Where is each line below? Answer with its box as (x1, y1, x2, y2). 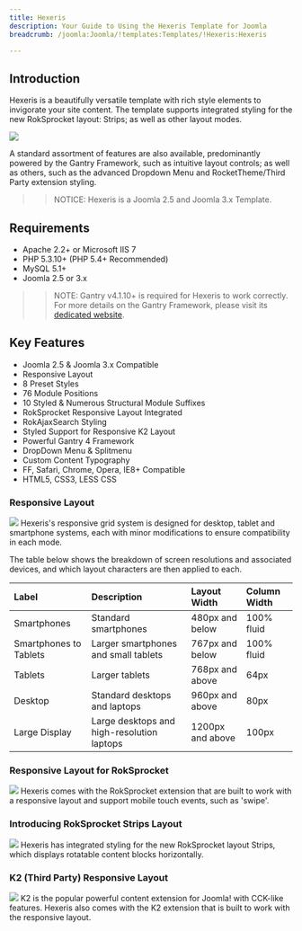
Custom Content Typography (22, 455, 130, 465)
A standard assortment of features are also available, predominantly (9, 148, 261, 159)
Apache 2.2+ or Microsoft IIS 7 (22, 244, 137, 254)
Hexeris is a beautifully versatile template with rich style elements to (9, 95, 262, 106)
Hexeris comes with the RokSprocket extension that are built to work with (20, 785, 292, 796)
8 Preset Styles (22, 378, 79, 389)
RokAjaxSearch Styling (22, 416, 108, 427)
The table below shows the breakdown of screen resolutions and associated (9, 554, 292, 565)
